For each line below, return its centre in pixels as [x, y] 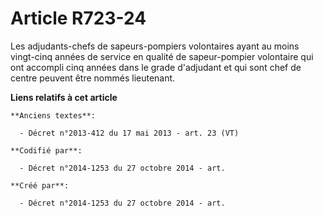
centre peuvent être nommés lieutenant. [93, 78]
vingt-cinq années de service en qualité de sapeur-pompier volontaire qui [162, 56]
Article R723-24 [78, 18]
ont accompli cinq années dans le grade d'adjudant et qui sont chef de [156, 67]
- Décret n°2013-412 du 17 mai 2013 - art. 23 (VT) [129, 133]
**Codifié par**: [46, 150]
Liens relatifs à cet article [64, 97]
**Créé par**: [40, 185]
